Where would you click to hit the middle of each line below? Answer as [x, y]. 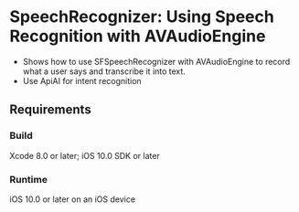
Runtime [29, 179]
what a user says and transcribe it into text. [104, 71]
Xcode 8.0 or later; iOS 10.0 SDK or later [85, 155]
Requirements [50, 110]
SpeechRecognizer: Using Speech [142, 17]
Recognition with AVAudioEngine [138, 36]
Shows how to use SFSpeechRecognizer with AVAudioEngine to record [156, 61]
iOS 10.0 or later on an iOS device [72, 199]
